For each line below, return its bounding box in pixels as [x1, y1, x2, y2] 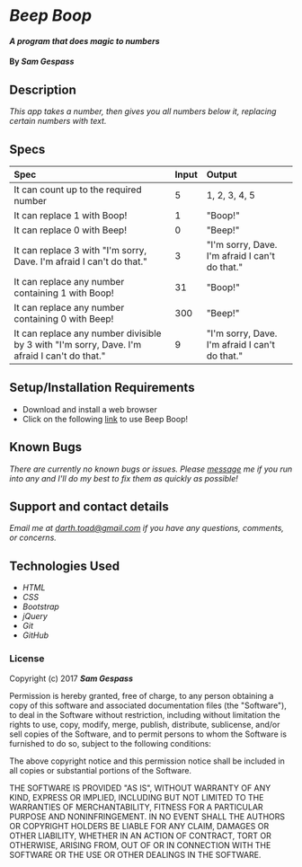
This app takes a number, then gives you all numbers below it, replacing [9, 106, 277, 117]
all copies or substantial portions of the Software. [9, 765, 191, 775]
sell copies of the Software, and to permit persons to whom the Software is [9, 729, 288, 739]
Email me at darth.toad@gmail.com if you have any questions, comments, [9, 523, 285, 534]
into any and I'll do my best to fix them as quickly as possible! [9, 473, 238, 483]
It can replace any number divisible [13, 327, 162, 340]
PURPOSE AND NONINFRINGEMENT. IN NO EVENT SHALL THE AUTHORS [9, 810, 286, 822]
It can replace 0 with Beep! [13, 224, 128, 236]
